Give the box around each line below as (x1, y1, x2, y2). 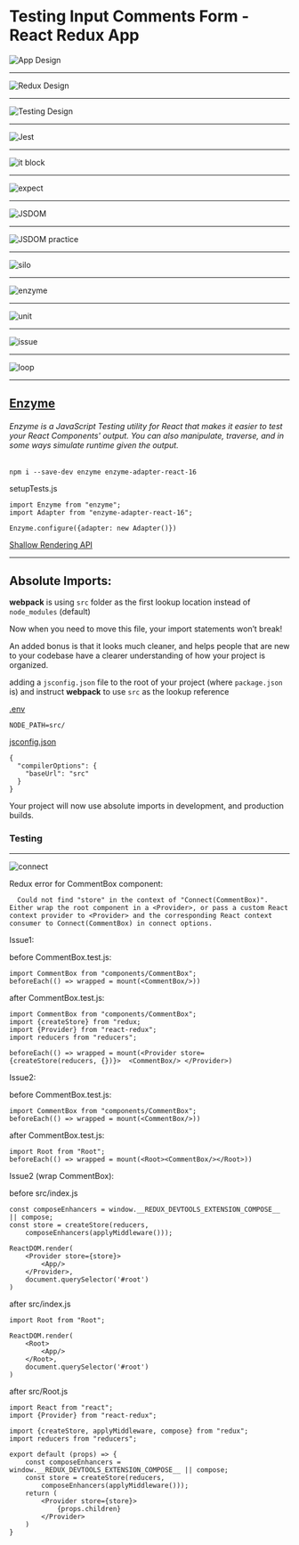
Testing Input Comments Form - (9, 6, 249, 27)
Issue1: (9, 934, 35, 945)
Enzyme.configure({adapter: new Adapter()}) (9, 524, 177, 533)
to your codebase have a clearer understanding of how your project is (9, 650, 265, 661)
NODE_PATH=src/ (9, 721, 66, 730)
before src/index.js (9, 1187, 78, 1199)
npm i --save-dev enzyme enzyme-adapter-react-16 (9, 468, 198, 476)
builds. (9, 810, 34, 821)
